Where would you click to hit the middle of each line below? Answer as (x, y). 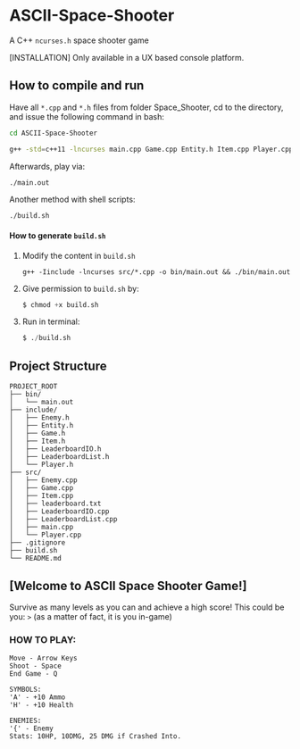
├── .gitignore (37, 543)
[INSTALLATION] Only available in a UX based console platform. (127, 57)
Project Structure (58, 366)
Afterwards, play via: (47, 166)
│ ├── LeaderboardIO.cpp (59, 512)
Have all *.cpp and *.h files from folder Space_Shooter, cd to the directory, (146, 107)
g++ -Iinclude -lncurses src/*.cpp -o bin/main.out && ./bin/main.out (156, 272)
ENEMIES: (25, 721)
